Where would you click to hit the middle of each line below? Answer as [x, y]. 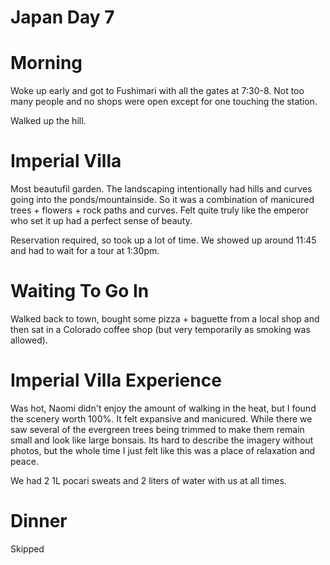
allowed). [29, 340]
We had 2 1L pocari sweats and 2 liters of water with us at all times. [148, 480]
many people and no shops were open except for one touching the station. [164, 102]
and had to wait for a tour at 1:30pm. [85, 251]
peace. [24, 461]
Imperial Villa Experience [116, 380]
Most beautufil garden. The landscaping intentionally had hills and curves [161, 189]
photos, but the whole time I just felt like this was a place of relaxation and [162, 450]
